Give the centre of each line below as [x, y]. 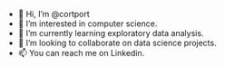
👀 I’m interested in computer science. [88, 24]
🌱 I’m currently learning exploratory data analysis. [111, 33]
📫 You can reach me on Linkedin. [81, 53]
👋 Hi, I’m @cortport [54, 14]
